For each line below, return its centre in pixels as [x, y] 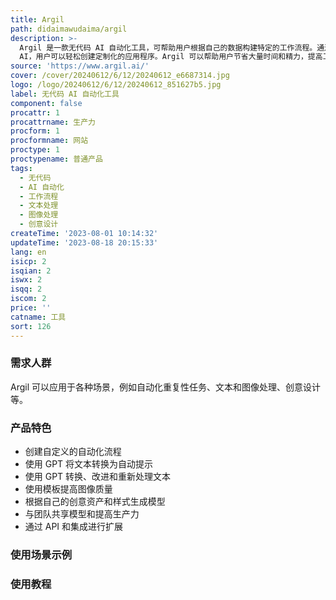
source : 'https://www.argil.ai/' [80, 66]
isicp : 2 [28, 261]
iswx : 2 [26, 280]
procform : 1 [35, 131]
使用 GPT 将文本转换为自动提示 [89, 464]
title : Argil [37, 19]
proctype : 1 [35, 150]
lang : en [28, 252]
